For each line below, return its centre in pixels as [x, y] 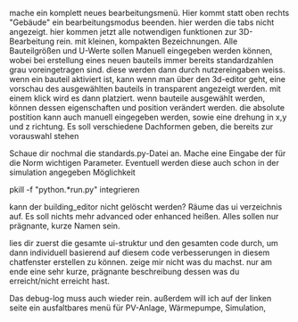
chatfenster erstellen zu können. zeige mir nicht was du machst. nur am [141, 262]
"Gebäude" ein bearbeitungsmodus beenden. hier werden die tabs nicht [142, 22]
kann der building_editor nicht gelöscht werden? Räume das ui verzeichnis [146, 207]
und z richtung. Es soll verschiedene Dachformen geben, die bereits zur [141, 127]
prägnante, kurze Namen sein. [65, 226]
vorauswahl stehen [44, 136]
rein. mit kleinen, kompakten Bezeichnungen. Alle [147, 41]
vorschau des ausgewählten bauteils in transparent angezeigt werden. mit [145, 89]
